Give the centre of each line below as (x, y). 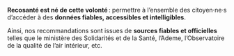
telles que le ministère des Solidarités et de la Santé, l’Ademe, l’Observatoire (116, 38)
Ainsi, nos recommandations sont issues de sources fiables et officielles (112, 31)
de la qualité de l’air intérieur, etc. (55, 45)
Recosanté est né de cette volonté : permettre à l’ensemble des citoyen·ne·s (117, 10)
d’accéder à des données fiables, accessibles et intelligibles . (96, 17)
